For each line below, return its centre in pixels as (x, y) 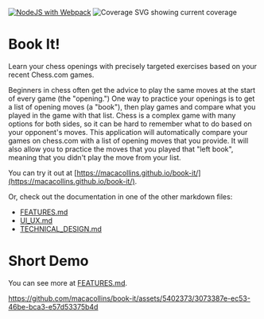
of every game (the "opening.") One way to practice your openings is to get (132, 98)
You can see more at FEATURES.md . (68, 282)
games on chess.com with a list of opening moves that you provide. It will (128, 140)
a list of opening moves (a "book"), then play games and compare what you (132, 106)
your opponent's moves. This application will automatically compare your (128, 132)
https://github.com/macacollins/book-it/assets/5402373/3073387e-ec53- (129, 298)
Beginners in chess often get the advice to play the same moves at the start (132, 90)
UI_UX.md (36, 220)
